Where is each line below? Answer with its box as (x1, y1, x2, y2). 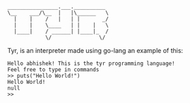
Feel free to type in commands (7, 66, 100, 73)
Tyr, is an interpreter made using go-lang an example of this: (7, 47, 184, 54)
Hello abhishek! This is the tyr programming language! (7, 60, 175, 67)
